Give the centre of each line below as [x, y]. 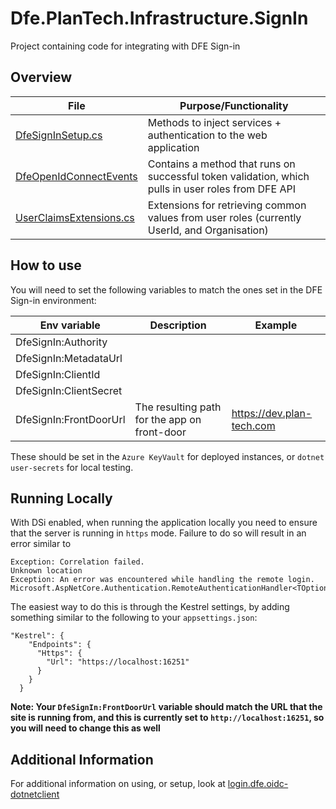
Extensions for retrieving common [227, 205]
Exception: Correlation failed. [77, 562]
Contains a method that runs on [221, 164]
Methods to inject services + [214, 122]
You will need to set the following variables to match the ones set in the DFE [166, 289]
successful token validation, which [228, 176]
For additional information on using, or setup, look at [118, 784]
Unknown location [46, 571]
